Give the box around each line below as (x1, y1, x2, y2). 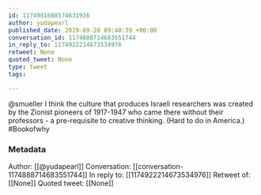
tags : (8, 70, 26, 78)
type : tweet (8, 63, 47, 71)
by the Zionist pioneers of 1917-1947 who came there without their (8, 107, 224, 117)
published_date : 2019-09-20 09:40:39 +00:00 (8, 26, 157, 34)
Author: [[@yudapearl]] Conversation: (8, 161, 132, 171)
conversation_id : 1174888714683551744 (8, 33, 136, 42)
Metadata (8, 144, 46, 155)
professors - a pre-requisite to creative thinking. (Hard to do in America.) (8, 115, 245, 125)
